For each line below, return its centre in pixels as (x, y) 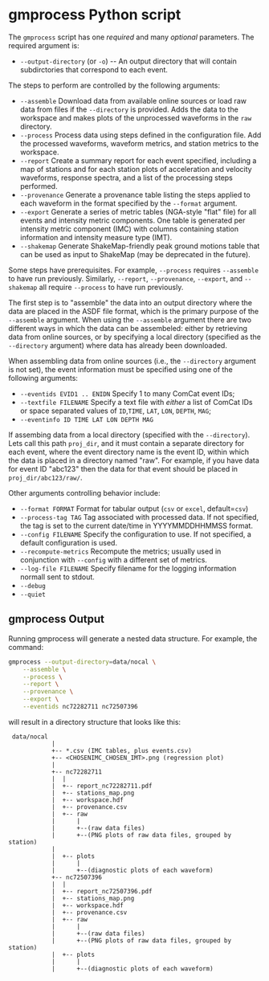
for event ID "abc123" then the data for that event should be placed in (123, 468)
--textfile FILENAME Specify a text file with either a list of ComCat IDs (136, 402)
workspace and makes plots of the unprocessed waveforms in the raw (136, 117)
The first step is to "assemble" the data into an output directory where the (130, 302)
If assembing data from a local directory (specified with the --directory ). (129, 435)
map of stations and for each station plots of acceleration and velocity (136, 169)
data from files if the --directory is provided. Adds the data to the (129, 109)
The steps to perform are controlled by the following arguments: (114, 85)
